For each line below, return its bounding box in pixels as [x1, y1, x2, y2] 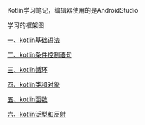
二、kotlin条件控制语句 [7, 51, 72, 59]
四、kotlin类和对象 [7, 80, 60, 89]
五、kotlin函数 [7, 95, 48, 103]
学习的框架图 [7, 21, 44, 29]
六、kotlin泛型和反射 [7, 110, 67, 118]
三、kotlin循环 [7, 66, 48, 73]
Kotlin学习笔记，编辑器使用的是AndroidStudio [7, 6, 139, 14]
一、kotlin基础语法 [7, 36, 60, 44]
